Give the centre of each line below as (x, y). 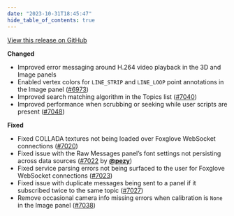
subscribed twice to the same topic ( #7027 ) (80, 190)
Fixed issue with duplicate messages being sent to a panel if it (107, 183)
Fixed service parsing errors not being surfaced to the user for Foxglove (121, 168)
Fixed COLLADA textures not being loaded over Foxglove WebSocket (117, 138)
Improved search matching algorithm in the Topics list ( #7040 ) (107, 97)
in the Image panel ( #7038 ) (57, 205)
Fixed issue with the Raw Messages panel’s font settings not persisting (119, 153)
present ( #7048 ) (41, 111)
